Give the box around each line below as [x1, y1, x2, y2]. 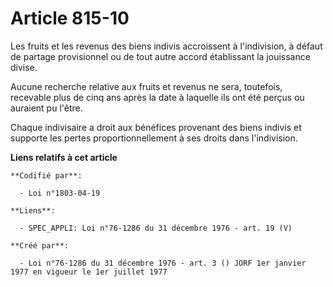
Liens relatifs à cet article [10, 151, 118, 163]
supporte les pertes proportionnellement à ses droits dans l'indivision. [10, 132, 298, 144]
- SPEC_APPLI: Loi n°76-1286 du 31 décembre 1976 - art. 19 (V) [19, 223, 293, 233]
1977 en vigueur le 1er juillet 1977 [10, 267, 168, 277]
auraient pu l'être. [10, 102, 83, 114]
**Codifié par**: [10, 170, 83, 181]
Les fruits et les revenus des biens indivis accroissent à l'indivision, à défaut [10, 40, 323, 52]
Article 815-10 [10, 7, 130, 30]
